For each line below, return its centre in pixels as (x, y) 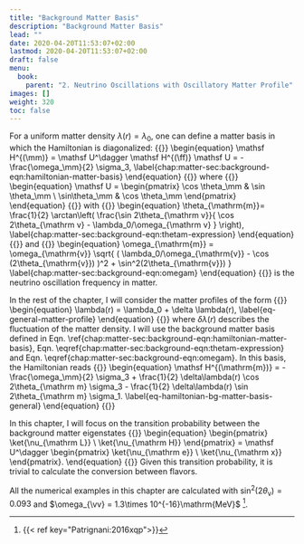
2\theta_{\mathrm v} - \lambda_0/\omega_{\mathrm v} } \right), (127, 225)
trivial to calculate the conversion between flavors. (104, 472)
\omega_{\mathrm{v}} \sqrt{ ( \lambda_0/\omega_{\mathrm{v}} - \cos (139, 253)
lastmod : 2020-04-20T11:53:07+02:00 (78, 52)
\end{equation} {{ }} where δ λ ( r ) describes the (184, 320)
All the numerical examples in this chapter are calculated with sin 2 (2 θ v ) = (146, 491)
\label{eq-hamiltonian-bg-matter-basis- (199, 396)
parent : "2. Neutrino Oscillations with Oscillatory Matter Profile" (160, 85)
